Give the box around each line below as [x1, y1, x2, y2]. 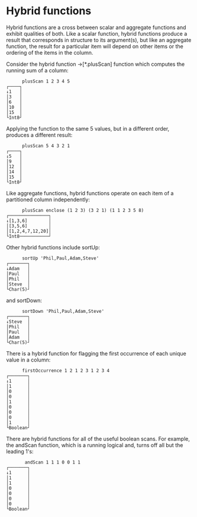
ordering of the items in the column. [6, 49, 93, 56]
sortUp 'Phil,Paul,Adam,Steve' [21, 255, 99, 261]
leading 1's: [6, 448, 34, 455]
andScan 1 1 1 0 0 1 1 [24, 459, 81, 465]
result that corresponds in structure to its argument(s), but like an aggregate [6, 36, 192, 43]
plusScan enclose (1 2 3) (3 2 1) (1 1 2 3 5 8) [21, 207, 144, 213]
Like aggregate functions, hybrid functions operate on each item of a [6, 189, 174, 196]
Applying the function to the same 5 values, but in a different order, [6, 125, 170, 132]
